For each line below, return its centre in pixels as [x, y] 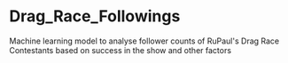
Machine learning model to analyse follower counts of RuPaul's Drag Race [144, 41]
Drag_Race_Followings [95, 16]
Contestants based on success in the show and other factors [121, 50]
